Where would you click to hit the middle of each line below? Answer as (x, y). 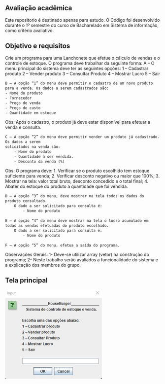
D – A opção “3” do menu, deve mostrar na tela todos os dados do (75, 196)
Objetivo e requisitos (38, 46)
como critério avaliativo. (30, 30)
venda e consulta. (23, 127)
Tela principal (26, 280)
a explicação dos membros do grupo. (43, 265)
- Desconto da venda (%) (39, 161)
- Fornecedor (18, 98)
